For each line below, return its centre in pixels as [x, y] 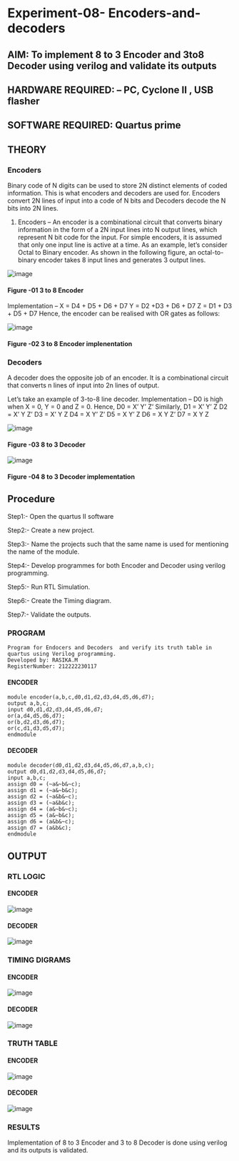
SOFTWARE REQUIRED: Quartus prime [94, 125]
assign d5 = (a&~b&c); [41, 816]
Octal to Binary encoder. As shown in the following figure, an [107, 253]
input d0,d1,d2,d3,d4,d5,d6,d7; [55, 710]
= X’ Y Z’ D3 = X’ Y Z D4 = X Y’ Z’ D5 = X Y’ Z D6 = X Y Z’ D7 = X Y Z [108, 415]
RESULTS [24, 1127]
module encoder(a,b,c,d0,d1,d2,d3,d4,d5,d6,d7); [81, 697]
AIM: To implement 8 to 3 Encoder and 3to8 [106, 55]
